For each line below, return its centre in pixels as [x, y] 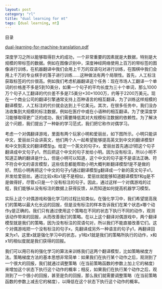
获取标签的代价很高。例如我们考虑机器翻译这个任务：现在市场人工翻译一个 [79, 81]
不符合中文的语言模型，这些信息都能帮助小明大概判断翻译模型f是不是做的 [78, 164]
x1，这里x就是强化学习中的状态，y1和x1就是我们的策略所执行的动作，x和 [85, 235]
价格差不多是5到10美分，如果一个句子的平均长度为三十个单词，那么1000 [85, 87]
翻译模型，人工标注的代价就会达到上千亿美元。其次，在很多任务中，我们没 [79, 106]
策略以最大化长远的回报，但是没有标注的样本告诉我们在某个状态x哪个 [82, 205]
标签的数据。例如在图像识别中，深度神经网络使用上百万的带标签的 [87, 63]
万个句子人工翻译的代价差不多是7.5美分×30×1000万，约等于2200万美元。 [78, 93]
